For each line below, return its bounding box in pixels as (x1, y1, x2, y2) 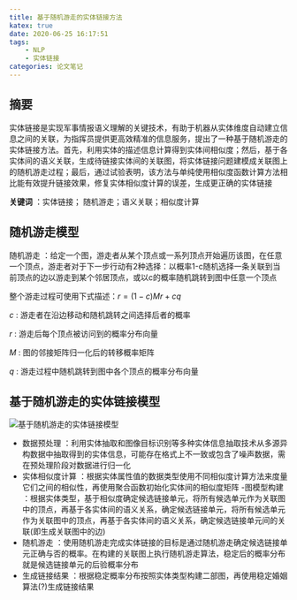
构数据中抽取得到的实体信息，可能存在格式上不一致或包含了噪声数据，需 (21, 449, 286, 459)
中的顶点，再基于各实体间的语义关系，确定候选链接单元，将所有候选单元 (21, 505, 286, 515)
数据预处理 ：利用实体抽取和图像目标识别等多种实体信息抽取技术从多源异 (21, 438, 288, 449)
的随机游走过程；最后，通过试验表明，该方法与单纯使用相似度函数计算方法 (9, 166, 280, 177)
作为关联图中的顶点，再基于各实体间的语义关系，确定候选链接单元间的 (21, 515, 278, 526)
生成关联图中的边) (40, 527, 106, 537)
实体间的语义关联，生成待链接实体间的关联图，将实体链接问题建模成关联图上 (9, 156, 288, 166)
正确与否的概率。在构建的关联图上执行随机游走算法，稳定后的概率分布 (29, 549, 286, 559)
